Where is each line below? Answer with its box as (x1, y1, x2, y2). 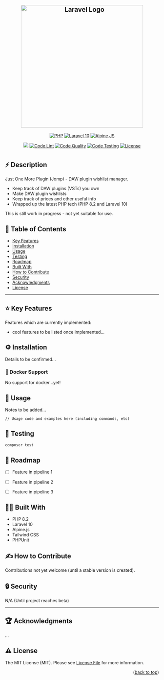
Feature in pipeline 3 (12, 488, 54, 495)
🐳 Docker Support (5, 368, 48, 375)
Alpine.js (12, 527, 30, 533)
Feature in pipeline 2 (12, 479, 54, 485)
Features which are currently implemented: (5, 319, 92, 326)
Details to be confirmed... (5, 356, 56, 362)
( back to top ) (133, 669, 159, 675)
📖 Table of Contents (5, 225, 66, 233)
